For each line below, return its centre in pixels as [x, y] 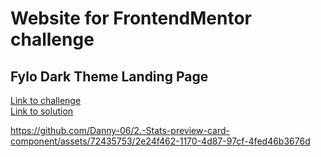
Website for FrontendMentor [131, 18]
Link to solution [42, 111]
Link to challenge [46, 100]
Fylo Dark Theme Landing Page [109, 76]
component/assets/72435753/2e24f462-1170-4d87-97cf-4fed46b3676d [160, 141]
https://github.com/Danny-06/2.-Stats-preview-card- [120, 130]
